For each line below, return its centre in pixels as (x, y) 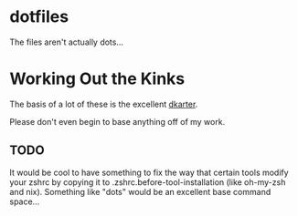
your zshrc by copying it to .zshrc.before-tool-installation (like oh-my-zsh (148, 182)
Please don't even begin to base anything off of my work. (117, 121)
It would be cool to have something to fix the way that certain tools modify (149, 172)
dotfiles (39, 17)
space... (25, 201)
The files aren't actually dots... (67, 42)
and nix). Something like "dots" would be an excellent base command (140, 191)
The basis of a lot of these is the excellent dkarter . (104, 104)
